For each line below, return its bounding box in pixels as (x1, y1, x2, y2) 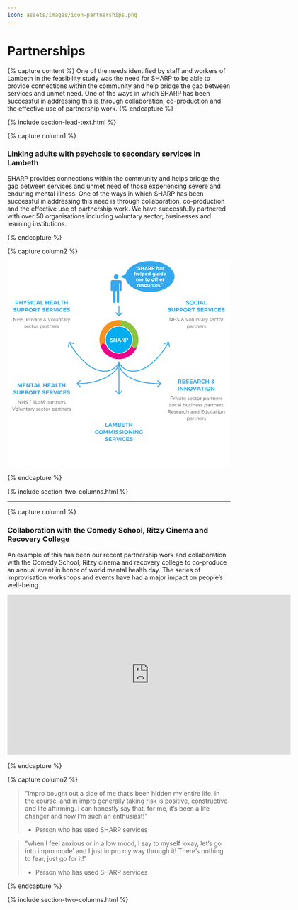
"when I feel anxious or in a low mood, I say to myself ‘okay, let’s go (24, 839, 222, 848)
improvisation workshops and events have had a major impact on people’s (7, 573, 223, 582)
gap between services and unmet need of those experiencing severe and (7, 182, 222, 190)
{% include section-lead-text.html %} (7, 118, 117, 126)
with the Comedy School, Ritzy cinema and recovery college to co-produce (7, 557, 227, 567)
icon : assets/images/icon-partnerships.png (7, 11, 138, 18)
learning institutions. (7, 219, 67, 228)
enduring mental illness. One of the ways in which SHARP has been (7, 189, 204, 198)
